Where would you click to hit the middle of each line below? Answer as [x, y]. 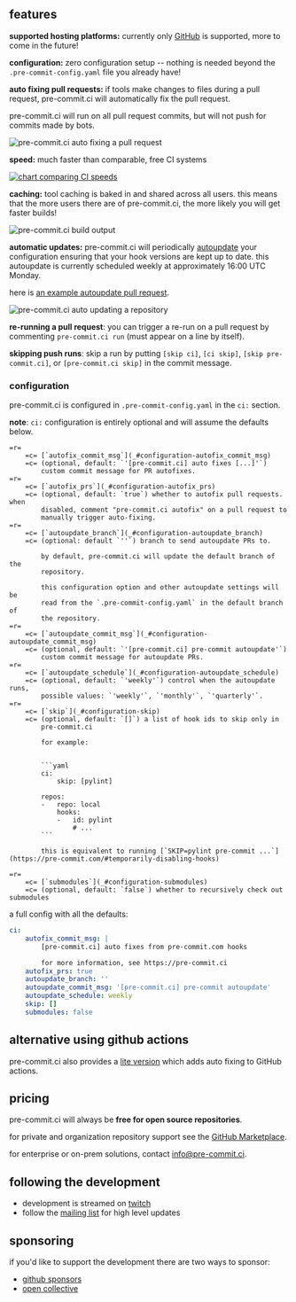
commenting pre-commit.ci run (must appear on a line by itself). [127, 336]
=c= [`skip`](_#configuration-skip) [93, 712]
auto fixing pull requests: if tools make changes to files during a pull [134, 89]
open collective [50, 1289]
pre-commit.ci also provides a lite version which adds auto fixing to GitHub [145, 1061]
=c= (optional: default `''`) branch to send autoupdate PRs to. [148, 541]
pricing [29, 1099]
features [33, 15]
